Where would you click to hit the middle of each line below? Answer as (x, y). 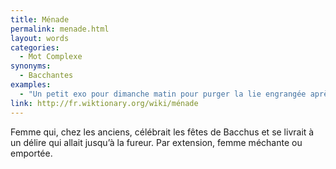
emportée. (31, 153)
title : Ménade (40, 19)
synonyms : (31, 66)
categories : (35, 47)
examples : (31, 85)
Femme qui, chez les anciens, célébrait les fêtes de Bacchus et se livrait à (162, 132)
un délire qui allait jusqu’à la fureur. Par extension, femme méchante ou (156, 142)
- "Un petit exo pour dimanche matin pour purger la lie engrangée (163, 94)
